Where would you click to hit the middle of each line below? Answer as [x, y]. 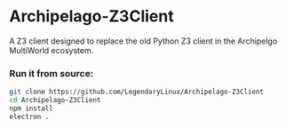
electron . [29, 116]
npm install [31, 108]
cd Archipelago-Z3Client [55, 100]
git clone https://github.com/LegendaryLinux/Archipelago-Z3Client [137, 92]
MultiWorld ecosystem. [52, 50]
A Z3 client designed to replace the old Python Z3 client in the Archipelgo [143, 41]
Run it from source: [52, 73]
